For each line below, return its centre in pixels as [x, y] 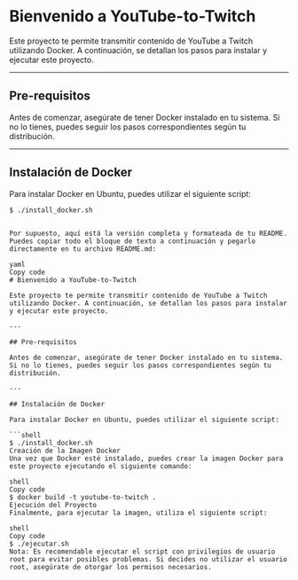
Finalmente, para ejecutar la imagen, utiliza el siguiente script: [138, 513]
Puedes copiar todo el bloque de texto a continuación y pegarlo [132, 241]
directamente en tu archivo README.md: [83, 249]
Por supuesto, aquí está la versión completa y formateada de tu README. [149, 233]
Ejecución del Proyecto [53, 505]
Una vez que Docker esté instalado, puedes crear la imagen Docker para [146, 459]
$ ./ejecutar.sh [39, 544]
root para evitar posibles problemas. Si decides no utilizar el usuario [149, 559]
